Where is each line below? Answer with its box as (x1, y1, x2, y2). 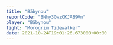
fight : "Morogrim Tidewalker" (6, 25, 81, 31)
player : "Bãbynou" (6, 19, 51, 25)
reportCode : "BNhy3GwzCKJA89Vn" (6, 14, 86, 20)
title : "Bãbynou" (6, 8, 49, 15)
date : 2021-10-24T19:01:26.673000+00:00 (6, 30, 108, 36)
